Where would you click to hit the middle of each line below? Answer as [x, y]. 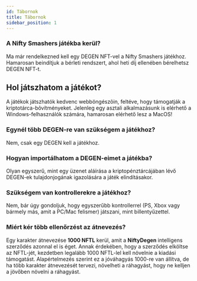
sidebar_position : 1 [32, 23]
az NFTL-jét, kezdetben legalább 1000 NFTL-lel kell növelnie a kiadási [91, 253]
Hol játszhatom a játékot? [54, 87]
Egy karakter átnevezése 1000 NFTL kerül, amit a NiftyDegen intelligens [94, 240]
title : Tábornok [26, 17]
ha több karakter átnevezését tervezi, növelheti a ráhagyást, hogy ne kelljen [98, 265]
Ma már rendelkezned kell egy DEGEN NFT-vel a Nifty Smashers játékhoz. [96, 56]
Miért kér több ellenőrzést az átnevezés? [66, 227]
